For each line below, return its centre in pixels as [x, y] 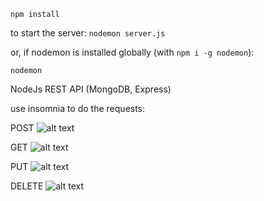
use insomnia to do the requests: [78, 108]
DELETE [27, 186]
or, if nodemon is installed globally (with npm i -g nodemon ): [132, 52]
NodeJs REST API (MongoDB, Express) [91, 89]
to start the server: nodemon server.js [88, 33]
